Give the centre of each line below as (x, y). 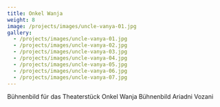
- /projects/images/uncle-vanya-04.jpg (70, 58)
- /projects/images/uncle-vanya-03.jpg (70, 52)
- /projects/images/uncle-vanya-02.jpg (70, 45)
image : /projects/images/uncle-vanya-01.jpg (72, 26)
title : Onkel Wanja (35, 13)
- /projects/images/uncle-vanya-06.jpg (70, 71)
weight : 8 (21, 20)
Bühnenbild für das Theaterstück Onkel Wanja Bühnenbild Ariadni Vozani (110, 97)
